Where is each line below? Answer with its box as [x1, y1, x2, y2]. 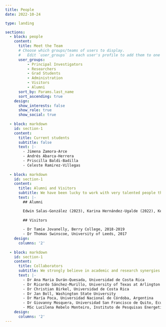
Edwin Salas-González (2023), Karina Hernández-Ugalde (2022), [23, 208, 156, 213]
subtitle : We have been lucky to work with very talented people [18, 191, 156, 196]
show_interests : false [18, 103, 65, 108]
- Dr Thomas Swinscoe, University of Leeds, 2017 [23, 232, 127, 237]
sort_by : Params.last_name [18, 89, 74, 94]
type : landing [5, 21, 35, 26]
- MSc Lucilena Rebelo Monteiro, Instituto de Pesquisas [23, 305, 142, 310]
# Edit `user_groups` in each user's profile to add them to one [18, 52, 161, 57]
